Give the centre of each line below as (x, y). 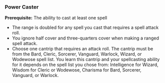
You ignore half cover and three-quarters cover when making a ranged (86, 38)
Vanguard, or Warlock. (35, 75)
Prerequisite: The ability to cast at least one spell (56, 18)
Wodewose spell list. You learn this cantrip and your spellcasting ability (86, 59)
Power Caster (22, 7)
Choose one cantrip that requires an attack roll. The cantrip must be (82, 49)
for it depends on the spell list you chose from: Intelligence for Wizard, (85, 65)
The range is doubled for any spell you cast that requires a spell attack (85, 27)
